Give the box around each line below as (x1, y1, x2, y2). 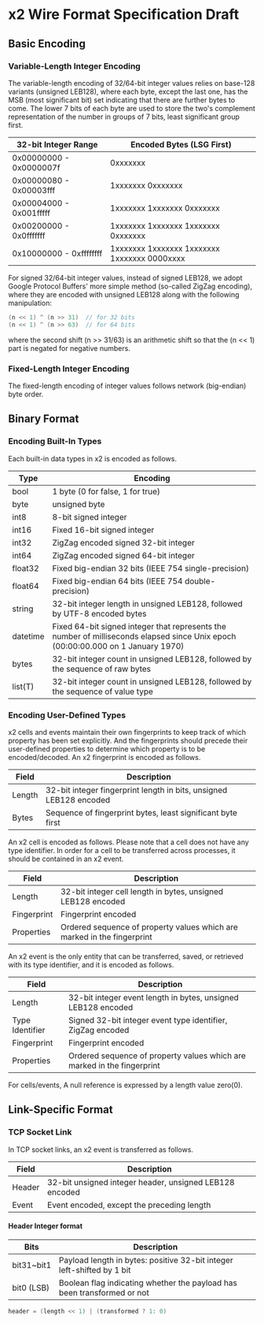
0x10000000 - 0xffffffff (12, 248, 103, 259)
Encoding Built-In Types (8, 436, 102, 447)
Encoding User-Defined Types (8, 710, 126, 721)
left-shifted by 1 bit (58, 1264, 131, 1275)
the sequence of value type (52, 686, 153, 697)
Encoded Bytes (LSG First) (130, 139, 232, 150)
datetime (12, 631, 45, 642)
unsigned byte (52, 498, 105, 509)
